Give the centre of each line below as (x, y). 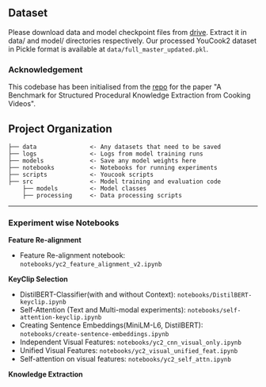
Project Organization (60, 129)
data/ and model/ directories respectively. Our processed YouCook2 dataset (133, 40)
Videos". (22, 104)
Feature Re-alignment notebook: (72, 255)
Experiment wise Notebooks (64, 223)
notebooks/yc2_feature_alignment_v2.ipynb (91, 265)
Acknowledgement (46, 69)
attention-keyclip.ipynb (61, 318)
